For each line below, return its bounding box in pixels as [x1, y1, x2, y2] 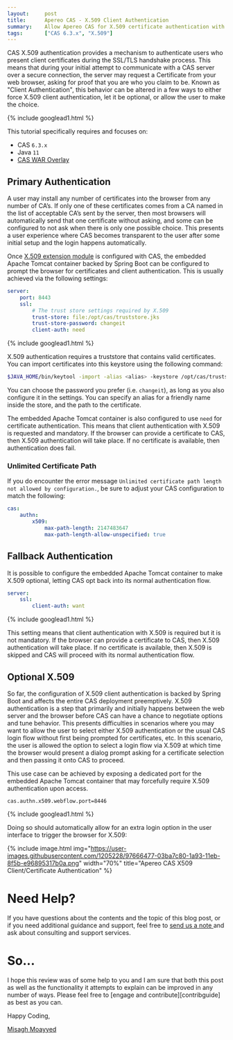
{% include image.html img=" [7, 844, 92, 852]
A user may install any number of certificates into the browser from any [7, 194, 211, 202]
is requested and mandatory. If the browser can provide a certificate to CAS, [7, 429, 225, 438]
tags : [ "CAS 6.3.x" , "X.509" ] [7, 29, 113, 37]
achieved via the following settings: [7, 274, 108, 282]
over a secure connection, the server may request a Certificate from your [7, 71, 216, 79]
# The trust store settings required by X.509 [32, 307, 169, 314]
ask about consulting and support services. [7, 928, 131, 936]
